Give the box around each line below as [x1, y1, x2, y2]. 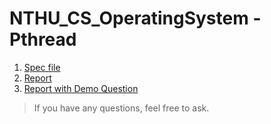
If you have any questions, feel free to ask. [33, 102, 210, 114]
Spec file [23, 61, 61, 73]
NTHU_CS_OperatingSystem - [9, 7, 262, 30]
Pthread [9, 28, 77, 51]
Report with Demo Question [23, 82, 139, 94]
